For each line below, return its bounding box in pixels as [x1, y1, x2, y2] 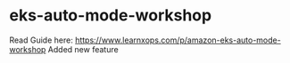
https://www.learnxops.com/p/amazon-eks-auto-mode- [74, 35, 281, 45]
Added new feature [47, 43, 119, 54]
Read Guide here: [9, 35, 73, 45]
